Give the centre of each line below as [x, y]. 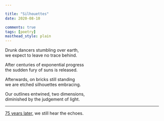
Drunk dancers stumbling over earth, [42, 50]
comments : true [20, 27]
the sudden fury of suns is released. [41, 70]
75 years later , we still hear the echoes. [44, 113]
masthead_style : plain [28, 36]
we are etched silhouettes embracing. [43, 85]
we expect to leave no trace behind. [41, 55]
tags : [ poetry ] [20, 32]
